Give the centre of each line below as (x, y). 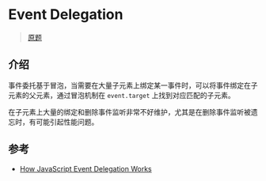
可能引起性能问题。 (67, 122)
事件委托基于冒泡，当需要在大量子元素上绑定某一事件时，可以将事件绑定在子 (133, 85)
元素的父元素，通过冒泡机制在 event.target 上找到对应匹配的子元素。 (122, 95)
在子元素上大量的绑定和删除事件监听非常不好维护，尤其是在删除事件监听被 (129, 111)
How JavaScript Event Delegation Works (85, 168)
